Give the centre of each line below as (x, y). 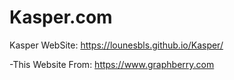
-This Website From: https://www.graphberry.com (112, 64)
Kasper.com (61, 17)
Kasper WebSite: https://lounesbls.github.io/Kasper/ (116, 45)
